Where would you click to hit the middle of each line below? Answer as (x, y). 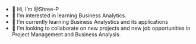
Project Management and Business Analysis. (66, 34)
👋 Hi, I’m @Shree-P (35, 9)
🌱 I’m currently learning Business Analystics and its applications (90, 22)
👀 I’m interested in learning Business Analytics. (69, 15)
